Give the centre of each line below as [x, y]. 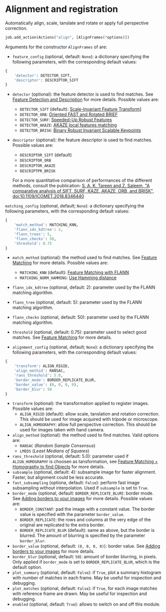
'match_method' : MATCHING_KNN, [46, 225]
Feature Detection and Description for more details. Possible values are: [86, 100]
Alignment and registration [62, 9]
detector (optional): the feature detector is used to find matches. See [83, 94]
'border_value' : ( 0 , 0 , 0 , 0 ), [46, 385]
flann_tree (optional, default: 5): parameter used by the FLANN [77, 303]
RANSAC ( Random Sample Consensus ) [57, 446]
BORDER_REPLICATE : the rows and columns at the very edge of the [85, 520]
